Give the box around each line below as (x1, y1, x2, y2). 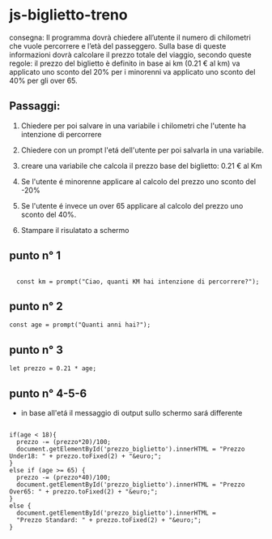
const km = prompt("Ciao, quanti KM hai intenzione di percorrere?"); (16, 278, 260, 286)
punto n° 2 (9, 299, 63, 313)
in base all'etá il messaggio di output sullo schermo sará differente (20, 408, 243, 417)
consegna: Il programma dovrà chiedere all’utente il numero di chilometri (9, 32, 252, 42)
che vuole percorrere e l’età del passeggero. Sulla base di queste (9, 41, 227, 50)
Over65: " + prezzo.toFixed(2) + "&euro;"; (9, 488, 159, 496)
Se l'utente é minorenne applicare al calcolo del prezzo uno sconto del (20, 176, 257, 186)
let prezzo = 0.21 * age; (9, 364, 96, 373)
